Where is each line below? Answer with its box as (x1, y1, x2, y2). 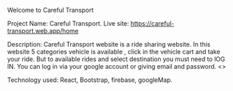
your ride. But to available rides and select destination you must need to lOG (7, 55, 225, 63)
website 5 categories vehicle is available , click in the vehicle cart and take (7, 48, 220, 56)
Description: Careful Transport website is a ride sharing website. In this (7, 40, 211, 48)
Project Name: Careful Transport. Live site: (7, 19, 129, 27)
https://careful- (130, 19, 175, 27)
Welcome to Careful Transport (7, 6, 94, 14)
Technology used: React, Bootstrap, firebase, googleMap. (7, 76, 172, 84)
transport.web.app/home (7, 27, 79, 35)
